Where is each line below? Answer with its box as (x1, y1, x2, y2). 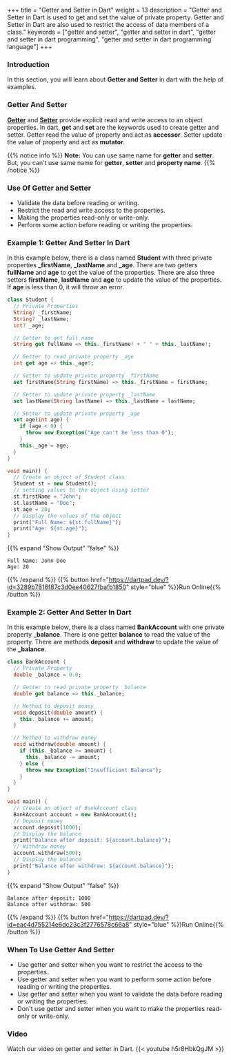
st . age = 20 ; (13, 505, 51, 513)
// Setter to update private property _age (13, 410, 140, 417)
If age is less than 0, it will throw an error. (7, 283, 125, 291)
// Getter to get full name (13, 334, 94, 341)
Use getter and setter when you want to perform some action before (17, 975, 212, 983)
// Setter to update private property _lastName (13, 391, 156, 398)
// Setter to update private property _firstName (13, 372, 159, 379)
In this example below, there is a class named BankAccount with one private (7, 623, 225, 631)
